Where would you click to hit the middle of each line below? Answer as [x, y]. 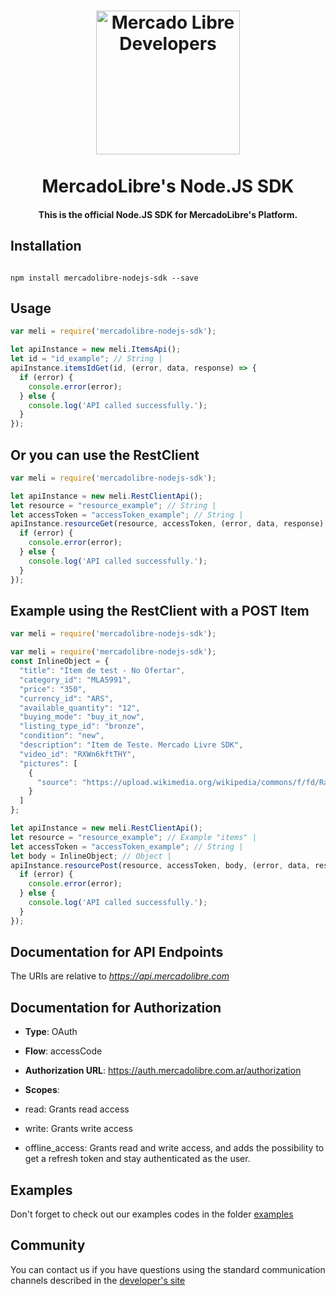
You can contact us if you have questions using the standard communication [168, 1269]
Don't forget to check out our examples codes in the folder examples [152, 1214]
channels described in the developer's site [98, 1280]
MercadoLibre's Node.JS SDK [168, 186]
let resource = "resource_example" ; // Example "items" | [133, 837]
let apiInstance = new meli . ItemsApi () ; [96, 350]
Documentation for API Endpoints [117, 952]
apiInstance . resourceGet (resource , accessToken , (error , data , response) [167, 524]
